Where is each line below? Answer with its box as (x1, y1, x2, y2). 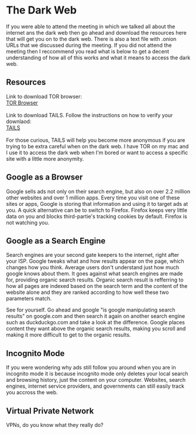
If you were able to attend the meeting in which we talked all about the (6, 23, 176, 30)
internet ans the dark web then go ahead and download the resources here (6, 29, 187, 36)
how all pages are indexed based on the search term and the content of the (6, 283, 188, 290)
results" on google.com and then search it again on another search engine (6, 313, 185, 320)
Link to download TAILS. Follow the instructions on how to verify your (6, 111, 173, 118)
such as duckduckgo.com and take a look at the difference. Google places (6, 319, 185, 326)
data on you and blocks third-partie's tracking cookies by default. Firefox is (6, 212, 187, 220)
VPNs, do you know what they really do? (6, 422, 104, 428)
